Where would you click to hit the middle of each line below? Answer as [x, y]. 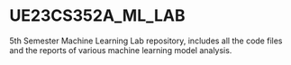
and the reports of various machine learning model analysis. [121, 50]
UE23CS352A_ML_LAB [98, 16]
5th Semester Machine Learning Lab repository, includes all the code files [146, 41]
